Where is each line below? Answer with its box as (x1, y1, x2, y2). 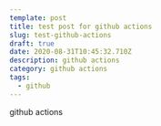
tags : (9, 73, 30, 82)
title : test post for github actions (9, 22, 153, 31)
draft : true (9, 38, 55, 48)
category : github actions (9, 65, 107, 74)
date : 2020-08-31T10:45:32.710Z (9, 47, 132, 57)
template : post (9, 13, 67, 23)
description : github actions (9, 56, 120, 65)
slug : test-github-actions (9, 30, 112, 39)
